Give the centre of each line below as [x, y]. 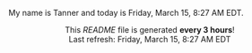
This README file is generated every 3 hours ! [150, 30]
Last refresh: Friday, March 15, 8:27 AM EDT [150, 39]
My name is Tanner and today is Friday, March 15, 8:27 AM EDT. [126, 13]
